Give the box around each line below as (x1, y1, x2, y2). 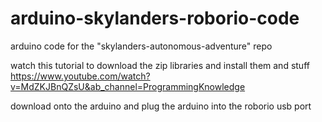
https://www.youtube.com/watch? (10, 70, 151, 82)
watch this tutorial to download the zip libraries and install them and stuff (10, 59, 310, 71)
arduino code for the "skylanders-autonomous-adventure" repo (10, 40, 273, 52)
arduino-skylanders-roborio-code (10, 7, 300, 30)
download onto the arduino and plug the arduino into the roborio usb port (10, 100, 312, 112)
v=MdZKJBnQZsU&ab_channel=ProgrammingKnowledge (10, 80, 246, 92)
